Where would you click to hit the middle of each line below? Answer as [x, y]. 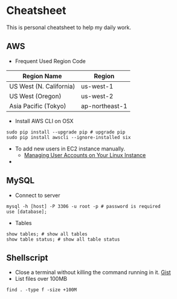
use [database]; [27, 212]
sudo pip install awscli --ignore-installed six [69, 137]
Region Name [42, 76]
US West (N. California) [42, 86]
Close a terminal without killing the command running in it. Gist [93, 272]
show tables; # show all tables [47, 234]
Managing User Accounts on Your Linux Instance [85, 155]
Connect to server [37, 195]
